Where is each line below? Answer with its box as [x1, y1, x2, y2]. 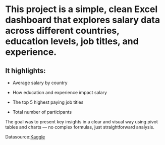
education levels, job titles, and [5, 36, 139, 47]
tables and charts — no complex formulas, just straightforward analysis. [5, 124, 155, 130]
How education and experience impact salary [12, 90, 107, 95]
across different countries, [5, 25, 120, 36]
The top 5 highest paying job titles [12, 99, 84, 105]
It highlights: [5, 66, 46, 75]
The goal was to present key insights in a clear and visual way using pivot [5, 119, 158, 124]
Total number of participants [12, 109, 72, 115]
